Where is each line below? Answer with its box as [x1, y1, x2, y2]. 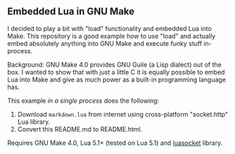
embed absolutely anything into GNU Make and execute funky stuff [7, 39, 203, 48]
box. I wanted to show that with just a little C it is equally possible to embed [7, 68, 225, 76]
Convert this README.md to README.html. [17, 124, 143, 133]
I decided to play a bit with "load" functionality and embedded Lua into [7, 24, 212, 32]
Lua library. [17, 117, 51, 126]
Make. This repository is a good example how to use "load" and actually [7, 32, 216, 40]
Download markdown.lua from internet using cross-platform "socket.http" [17, 110, 229, 118]
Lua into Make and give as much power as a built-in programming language [7, 75, 227, 84]
